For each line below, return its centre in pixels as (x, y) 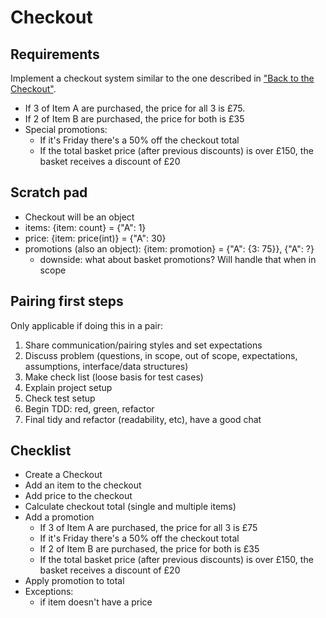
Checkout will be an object (79, 217)
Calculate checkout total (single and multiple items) (130, 507)
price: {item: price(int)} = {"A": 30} (95, 238)
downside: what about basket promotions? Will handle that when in (178, 259)
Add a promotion (59, 517)
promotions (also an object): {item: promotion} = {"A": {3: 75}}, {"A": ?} (169, 248)
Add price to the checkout (78, 496)
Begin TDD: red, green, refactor (89, 408)
